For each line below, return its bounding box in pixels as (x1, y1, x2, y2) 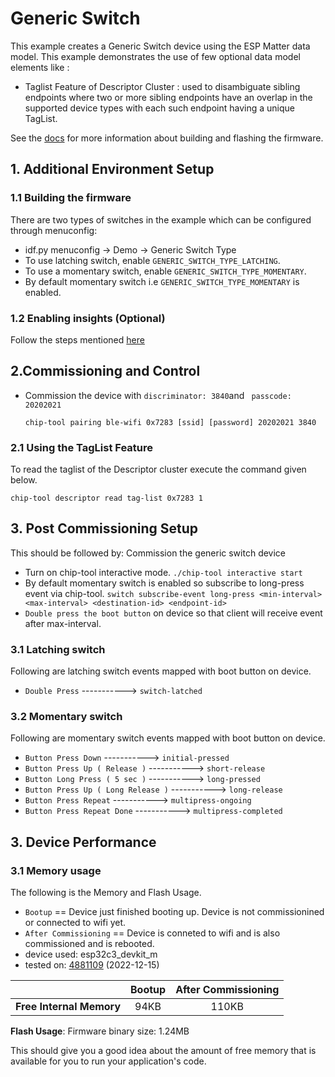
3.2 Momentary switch (10, 710, 123, 724)
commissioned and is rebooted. (24, 938, 155, 950)
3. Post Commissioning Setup (10, 520, 199, 537)
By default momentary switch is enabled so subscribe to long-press (24, 577, 305, 589)
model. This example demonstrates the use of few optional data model (10, 50, 301, 62)
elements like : (10, 61, 70, 73)
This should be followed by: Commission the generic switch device (10, 547, 287, 559)
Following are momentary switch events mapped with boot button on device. (10, 732, 326, 744)
